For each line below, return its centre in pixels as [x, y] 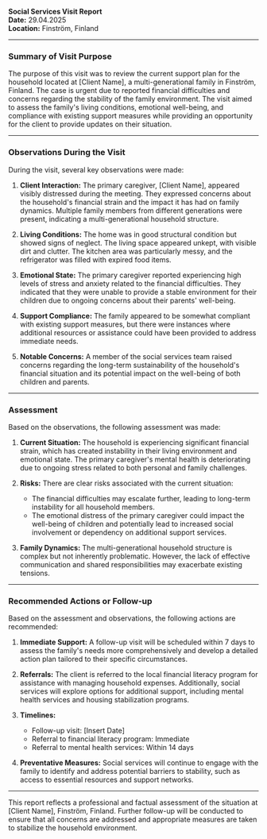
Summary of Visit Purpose [60, 56]
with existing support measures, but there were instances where [125, 324]
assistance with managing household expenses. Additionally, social [130, 683]
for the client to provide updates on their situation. [90, 124]
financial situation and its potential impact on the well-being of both [130, 373]
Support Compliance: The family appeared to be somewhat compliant [135, 315]
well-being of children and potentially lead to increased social [132, 524]
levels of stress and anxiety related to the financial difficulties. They [130, 283]
